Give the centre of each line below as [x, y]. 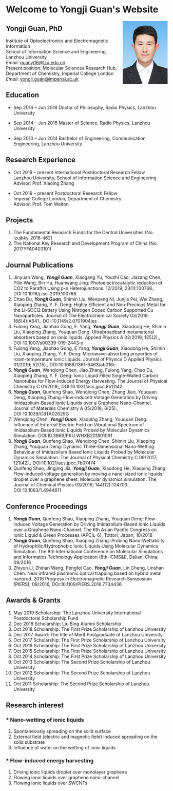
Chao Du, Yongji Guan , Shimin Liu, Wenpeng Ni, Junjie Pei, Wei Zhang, [88, 299]
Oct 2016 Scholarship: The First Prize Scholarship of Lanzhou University [90, 645]
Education [23, 95]
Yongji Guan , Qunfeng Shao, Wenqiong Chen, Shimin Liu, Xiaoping [84, 441]
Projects [20, 220]
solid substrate [29, 742]
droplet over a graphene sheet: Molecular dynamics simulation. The [85, 479]
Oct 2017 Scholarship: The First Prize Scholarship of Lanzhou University [89, 640]
